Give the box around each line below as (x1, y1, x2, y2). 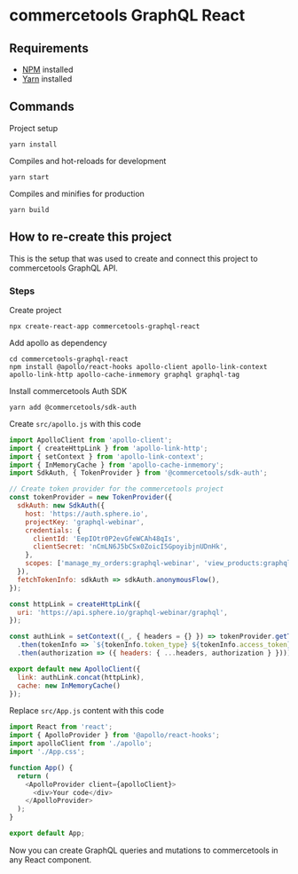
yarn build (9, 205, 50, 214)
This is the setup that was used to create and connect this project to (9, 253, 259, 264)
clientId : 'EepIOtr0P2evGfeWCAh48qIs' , (32, 534, 180, 543)
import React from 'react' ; (9, 722, 114, 732)
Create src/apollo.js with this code (9, 418, 142, 429)
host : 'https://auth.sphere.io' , (25, 509, 149, 518)
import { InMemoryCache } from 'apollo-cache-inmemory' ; (9, 461, 224, 469)
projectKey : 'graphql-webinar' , (25, 517, 145, 526)
